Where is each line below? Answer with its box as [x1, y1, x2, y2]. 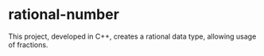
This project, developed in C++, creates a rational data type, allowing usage [8, 32, 257, 41]
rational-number [8, 6, 119, 24]
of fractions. [8, 39, 49, 49]
